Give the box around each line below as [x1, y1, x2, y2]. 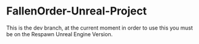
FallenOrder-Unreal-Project [6, 4, 147, 18]
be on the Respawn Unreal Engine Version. [6, 30, 113, 37]
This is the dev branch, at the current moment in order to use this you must [6, 24, 193, 31]
